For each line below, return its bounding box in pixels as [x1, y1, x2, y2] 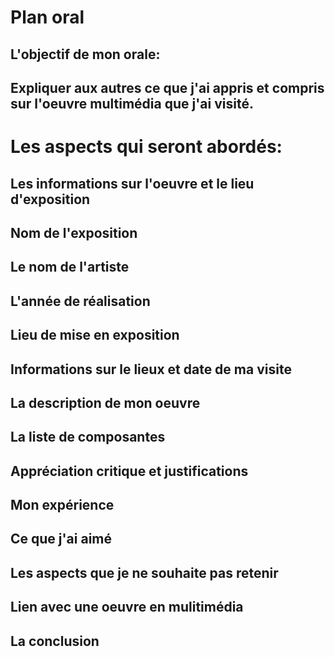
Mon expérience [10, 497, 115, 514]
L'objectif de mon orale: [10, 46, 161, 63]
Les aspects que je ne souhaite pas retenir [10, 564, 279, 581]
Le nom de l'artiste [10, 259, 130, 276]
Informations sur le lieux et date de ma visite [10, 361, 292, 378]
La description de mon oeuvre [10, 394, 201, 411]
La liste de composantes [10, 429, 166, 446]
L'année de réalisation [10, 292, 151, 310]
